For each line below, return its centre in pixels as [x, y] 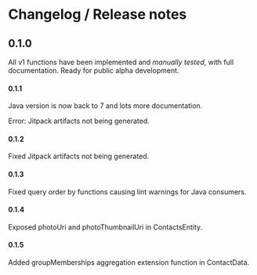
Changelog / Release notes [98, 14]
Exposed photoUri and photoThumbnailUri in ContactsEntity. [105, 227]
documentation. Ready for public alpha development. [94, 71]
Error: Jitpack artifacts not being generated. [79, 121]
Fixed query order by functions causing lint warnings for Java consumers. [127, 192]
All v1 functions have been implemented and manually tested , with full [121, 62]
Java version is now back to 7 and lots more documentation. [105, 106]
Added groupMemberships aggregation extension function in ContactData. [129, 262]
